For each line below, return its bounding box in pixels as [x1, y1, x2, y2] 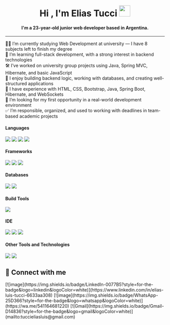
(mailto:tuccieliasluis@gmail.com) [5, 314, 75, 320]
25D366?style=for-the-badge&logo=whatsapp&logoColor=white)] [5, 298, 143, 304]
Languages [5, 125, 29, 131]
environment [5, 102, 32, 109]
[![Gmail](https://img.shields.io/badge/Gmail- [70, 303, 164, 309]
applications [28, 81, 54, 87]
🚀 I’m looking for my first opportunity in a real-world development [5, 97, 142, 103]
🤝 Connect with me [5, 268, 66, 276]
